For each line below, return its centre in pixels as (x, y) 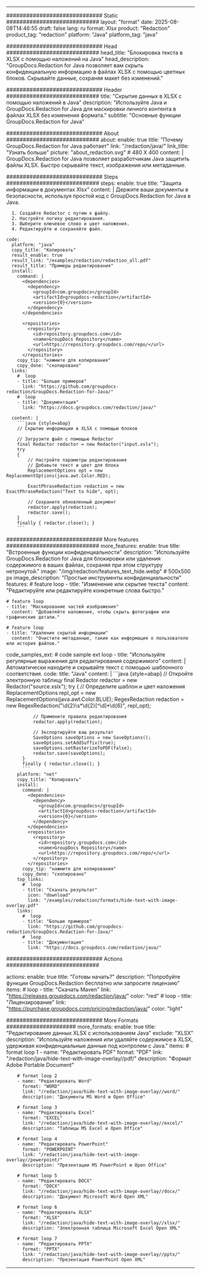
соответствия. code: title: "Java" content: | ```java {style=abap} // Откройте (100, 674)
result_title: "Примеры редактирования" (63, 266)
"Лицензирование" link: (36, 1002)
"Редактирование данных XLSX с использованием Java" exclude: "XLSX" (100, 1033)
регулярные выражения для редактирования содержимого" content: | (96, 661)
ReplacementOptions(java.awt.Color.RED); (59, 476)
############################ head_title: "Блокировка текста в (95, 53)
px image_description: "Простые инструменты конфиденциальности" (94, 578)
